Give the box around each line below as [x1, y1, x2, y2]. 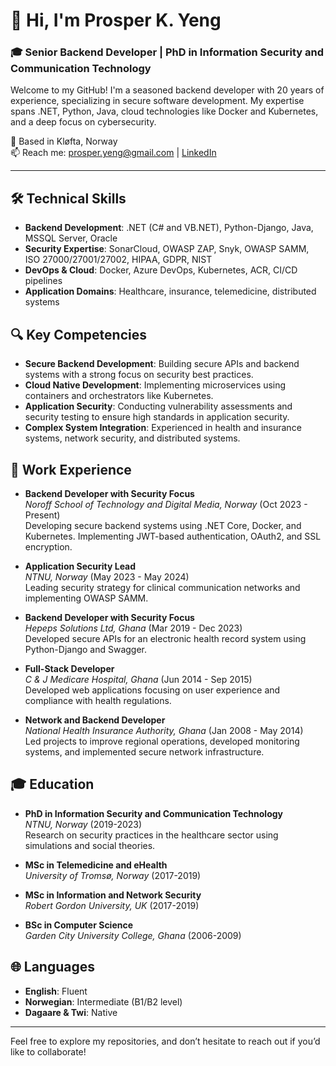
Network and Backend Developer [24, 714, 166, 726]
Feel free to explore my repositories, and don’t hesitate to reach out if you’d [10, 1035, 321, 1047]
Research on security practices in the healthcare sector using [24, 829, 279, 841]
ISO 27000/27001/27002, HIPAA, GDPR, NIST [24, 254, 213, 266]
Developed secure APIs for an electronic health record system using [24, 632, 307, 644]
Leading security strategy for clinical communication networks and [24, 581, 301, 593]
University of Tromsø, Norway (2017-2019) [24, 869, 202, 881]
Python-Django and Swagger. [24, 643, 148, 655]
